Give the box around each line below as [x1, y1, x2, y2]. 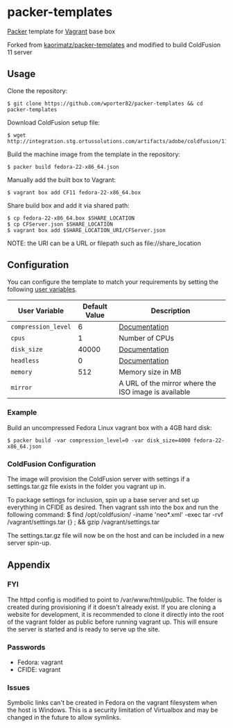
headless [10, 356, 40, 365]
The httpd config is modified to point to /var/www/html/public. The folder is [7, 595, 223, 604]
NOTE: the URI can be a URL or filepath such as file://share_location [7, 239, 201, 247]
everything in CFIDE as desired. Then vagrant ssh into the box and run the [7, 503, 218, 511]
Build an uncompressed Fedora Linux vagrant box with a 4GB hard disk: [7, 423, 212, 431]
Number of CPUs [119, 333, 175, 342]
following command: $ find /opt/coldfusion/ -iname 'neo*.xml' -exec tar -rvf [7, 511, 224, 519]
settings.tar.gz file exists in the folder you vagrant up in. [7, 482, 166, 490]
